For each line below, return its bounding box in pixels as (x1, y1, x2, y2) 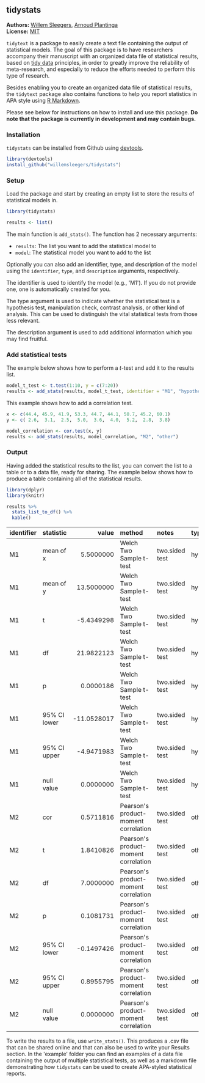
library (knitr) (6, 492, 45, 499)
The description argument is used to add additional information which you (6, 328, 192, 336)
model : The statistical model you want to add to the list (15, 249, 151, 256)
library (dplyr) (6, 486, 45, 493)
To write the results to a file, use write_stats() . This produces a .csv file (6, 1037, 189, 1044)
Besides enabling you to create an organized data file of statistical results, (6, 84, 192, 91)
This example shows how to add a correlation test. (6, 399, 133, 406)
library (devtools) (6, 156, 53, 163)
